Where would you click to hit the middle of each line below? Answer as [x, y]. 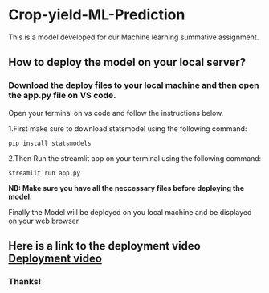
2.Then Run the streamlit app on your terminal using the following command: [135, 158]
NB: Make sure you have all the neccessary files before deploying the [126, 188]
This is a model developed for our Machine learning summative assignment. [134, 37]
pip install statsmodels [50, 143]
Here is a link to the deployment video [104, 246]
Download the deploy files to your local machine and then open [134, 85]
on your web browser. [45, 221]
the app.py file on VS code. [62, 96]
